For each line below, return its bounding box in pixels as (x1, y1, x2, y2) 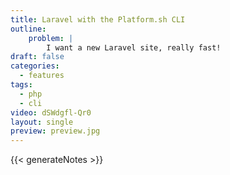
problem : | (28, 33, 74, 43)
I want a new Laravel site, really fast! (46, 42, 222, 53)
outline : (10, 24, 47, 34)
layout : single (10, 117, 74, 127)
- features (19, 71, 65, 81)
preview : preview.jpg (10, 126, 101, 136)
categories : (10, 61, 60, 71)
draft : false (10, 52, 65, 62)
